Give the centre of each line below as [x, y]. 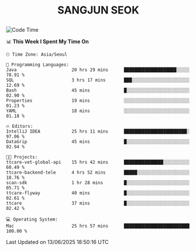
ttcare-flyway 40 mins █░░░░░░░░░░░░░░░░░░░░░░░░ [98, 193]
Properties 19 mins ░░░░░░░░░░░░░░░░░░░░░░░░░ [98, 101]
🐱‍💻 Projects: [22, 157]
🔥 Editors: [20, 127]
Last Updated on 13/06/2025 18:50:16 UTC [58, 242]
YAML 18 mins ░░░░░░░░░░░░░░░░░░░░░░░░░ [98, 111]
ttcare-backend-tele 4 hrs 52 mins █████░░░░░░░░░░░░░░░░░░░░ [98, 173]
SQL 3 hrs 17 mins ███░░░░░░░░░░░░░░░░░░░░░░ [98, 80]
